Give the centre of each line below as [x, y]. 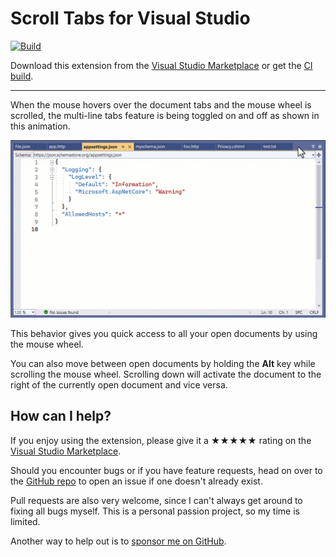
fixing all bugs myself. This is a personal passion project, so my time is [155, 511]
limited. [25, 521]
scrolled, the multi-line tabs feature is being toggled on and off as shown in [165, 115]
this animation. [40, 126]
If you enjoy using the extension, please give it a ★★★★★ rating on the [161, 440]
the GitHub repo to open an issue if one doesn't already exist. [136, 481]
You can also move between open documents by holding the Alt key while [163, 363]
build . [22, 76]
